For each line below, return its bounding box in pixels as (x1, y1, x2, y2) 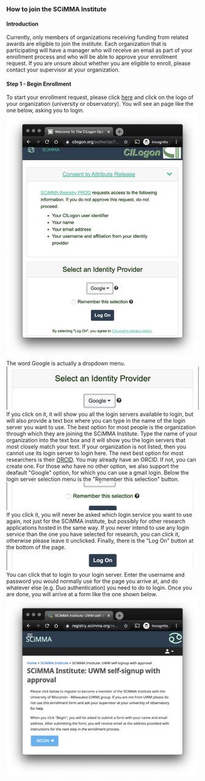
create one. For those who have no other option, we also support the (6, 462, 179, 470)
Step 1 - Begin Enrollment (6, 80, 71, 87)
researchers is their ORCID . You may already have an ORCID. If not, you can (6, 456, 196, 464)
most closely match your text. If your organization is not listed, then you (6, 443, 186, 451)
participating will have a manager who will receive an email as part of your (6, 46, 193, 54)
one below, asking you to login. (6, 106, 84, 114)
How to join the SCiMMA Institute (6, 5, 107, 13)
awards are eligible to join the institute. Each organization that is (6, 40, 167, 48)
